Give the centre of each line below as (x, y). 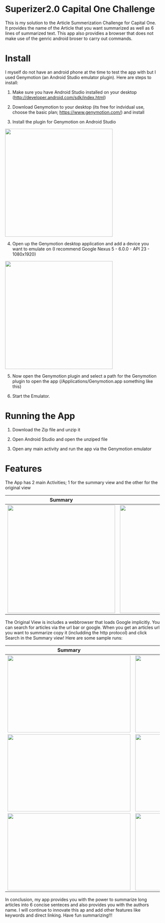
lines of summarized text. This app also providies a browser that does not (79, 33)
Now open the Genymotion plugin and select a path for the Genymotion (84, 376)
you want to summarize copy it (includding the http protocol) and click (76, 632)
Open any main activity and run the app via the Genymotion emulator (82, 449)
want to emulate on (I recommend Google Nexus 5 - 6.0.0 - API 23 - (81, 249)
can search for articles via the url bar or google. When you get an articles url (82, 627)
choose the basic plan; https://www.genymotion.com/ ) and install (78, 112)
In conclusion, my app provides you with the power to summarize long (76, 899)
